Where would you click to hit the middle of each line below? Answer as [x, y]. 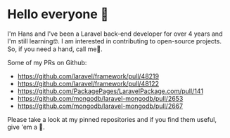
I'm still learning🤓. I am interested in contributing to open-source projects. [114, 41]
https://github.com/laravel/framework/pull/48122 [88, 83]
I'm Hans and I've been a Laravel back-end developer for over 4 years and [115, 34]
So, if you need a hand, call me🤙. [55, 49]
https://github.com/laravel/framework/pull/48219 [88, 76]
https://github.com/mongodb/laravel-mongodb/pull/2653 [100, 98]
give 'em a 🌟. [26, 127]
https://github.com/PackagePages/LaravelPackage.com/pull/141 [110, 91]
